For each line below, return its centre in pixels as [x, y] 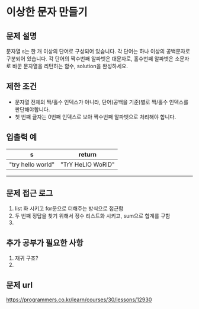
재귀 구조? [26, 258]
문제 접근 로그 [30, 193]
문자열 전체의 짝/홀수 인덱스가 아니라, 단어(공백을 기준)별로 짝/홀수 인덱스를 [101, 102]
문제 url [20, 285]
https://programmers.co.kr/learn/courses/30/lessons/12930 [79, 300]
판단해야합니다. [32, 109]
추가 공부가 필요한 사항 [45, 243]
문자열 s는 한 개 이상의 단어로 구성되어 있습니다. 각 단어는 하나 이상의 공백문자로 [98, 51]
